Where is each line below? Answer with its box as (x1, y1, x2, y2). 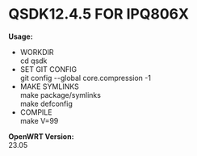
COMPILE (19, 107, 52, 117)
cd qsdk (19, 56, 48, 65)
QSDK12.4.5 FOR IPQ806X (8, 5, 190, 23)
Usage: (8, 32, 34, 41)
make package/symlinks (19, 90, 101, 99)
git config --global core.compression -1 (19, 73, 152, 82)
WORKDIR (19, 47, 54, 57)
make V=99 (19, 116, 59, 125)
